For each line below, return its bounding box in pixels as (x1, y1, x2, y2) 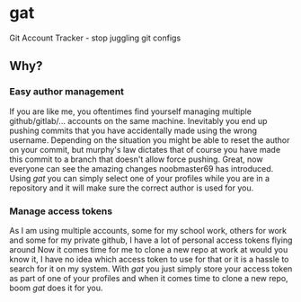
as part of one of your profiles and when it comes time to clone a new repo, (9, 272, 289, 283)
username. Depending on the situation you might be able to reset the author (9, 134, 290, 146)
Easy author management (9, 85, 124, 98)
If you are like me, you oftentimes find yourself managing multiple (9, 106, 252, 117)
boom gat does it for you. (9, 282, 103, 293)
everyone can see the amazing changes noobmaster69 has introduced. (9, 163, 274, 173)
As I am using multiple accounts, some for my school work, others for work (9, 225, 288, 235)
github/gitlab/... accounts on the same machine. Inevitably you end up (9, 115, 268, 126)
